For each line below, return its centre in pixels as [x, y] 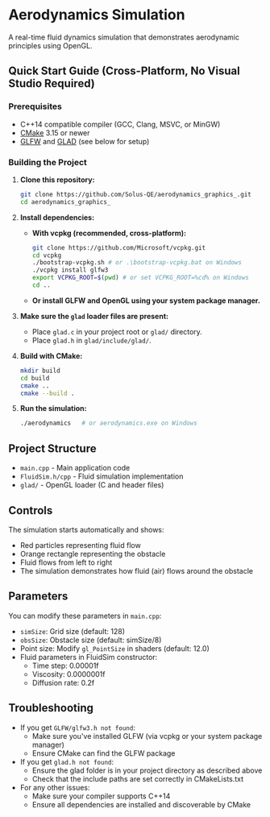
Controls [31, 510]
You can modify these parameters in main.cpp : [85, 616]
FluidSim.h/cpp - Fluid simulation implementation [102, 476]
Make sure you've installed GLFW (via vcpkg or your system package [147, 736]
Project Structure [52, 448]
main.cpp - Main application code [75, 468]
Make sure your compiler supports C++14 [101, 796]
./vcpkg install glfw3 [70, 270]
